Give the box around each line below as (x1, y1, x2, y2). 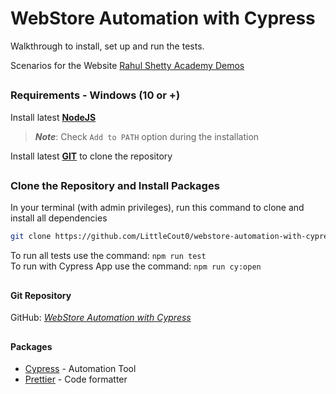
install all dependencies (10, 212, 108, 224)
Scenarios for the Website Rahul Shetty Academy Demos (10, 59, 245, 71)
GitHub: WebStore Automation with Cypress (10, 312, 192, 324)
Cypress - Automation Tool (24, 363, 137, 375)
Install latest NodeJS (10, 111, 97, 123)
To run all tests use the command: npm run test (10, 250, 207, 262)
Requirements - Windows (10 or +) (10, 88, 181, 102)
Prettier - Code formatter (24, 373, 128, 386)
